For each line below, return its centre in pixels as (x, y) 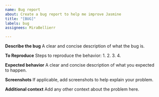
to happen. (16, 70)
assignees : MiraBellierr (30, 28)
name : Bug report (23, 10)
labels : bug (17, 23)
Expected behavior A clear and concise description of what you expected (80, 65)
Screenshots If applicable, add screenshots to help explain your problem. (79, 80)
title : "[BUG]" (21, 19)
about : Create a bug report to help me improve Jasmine (63, 14)
